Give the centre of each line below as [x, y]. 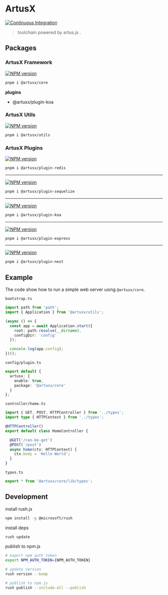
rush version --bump [27, 574]
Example [19, 277]
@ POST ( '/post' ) [25, 444]
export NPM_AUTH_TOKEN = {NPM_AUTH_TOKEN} [48, 560]
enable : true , [29, 381]
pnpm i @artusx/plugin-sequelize [40, 191]
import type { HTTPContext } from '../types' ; [54, 417]
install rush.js [19, 509]
